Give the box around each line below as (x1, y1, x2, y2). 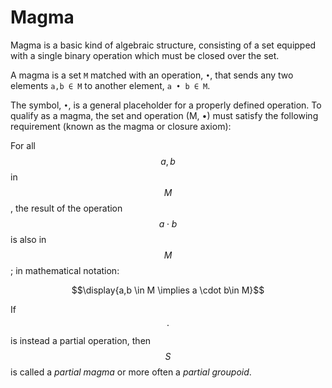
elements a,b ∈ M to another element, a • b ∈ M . (10, 79, 211, 91)
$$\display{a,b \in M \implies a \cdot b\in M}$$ (71, 284, 265, 296)
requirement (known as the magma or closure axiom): (10, 120, 232, 132)
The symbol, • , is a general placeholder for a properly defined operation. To (10, 99, 322, 111)
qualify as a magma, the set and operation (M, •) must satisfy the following (10, 109, 319, 121)
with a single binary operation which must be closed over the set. (10, 49, 280, 61)
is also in (10, 233, 47, 245)
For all (10, 139, 36, 151)
